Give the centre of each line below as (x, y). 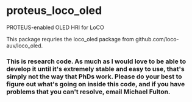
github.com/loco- (157, 39)
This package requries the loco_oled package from (70, 39)
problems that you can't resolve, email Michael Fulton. (88, 92)
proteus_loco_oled (54, 11)
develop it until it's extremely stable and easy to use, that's (95, 69)
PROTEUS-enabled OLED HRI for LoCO (55, 27)
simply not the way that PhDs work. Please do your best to (94, 76)
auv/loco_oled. (25, 46)
